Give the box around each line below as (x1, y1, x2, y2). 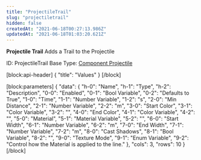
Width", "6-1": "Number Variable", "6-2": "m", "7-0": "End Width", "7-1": (6, 121, 184, 129)
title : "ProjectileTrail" (6, 8, 71, 15)
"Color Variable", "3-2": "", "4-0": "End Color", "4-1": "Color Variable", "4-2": (6, 109, 196, 116)
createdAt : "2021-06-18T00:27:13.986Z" (6, 25, 107, 32)
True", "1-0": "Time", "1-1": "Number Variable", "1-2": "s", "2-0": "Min (6, 96, 177, 103)
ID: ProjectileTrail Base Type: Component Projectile (6, 60, 133, 67)
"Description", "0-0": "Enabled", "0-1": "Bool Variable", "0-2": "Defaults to (6, 89, 190, 97)
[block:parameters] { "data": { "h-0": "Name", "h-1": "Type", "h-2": (6, 83, 171, 91)
